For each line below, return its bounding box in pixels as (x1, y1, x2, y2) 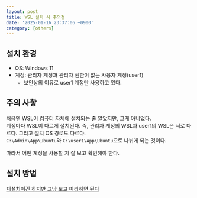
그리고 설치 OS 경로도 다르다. (18, 129, 86, 137)
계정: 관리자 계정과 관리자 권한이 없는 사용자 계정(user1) (14, 72, 144, 79)
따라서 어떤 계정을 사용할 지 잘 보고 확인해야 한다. (6, 149, 120, 157)
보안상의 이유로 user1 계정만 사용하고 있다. (23, 79, 122, 86)
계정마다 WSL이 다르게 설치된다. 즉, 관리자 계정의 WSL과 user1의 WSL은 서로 (6, 122, 185, 129)
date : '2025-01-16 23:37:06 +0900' (6, 20, 94, 25)
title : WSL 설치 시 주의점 (6, 14, 65, 20)
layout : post (6, 8, 38, 15)
